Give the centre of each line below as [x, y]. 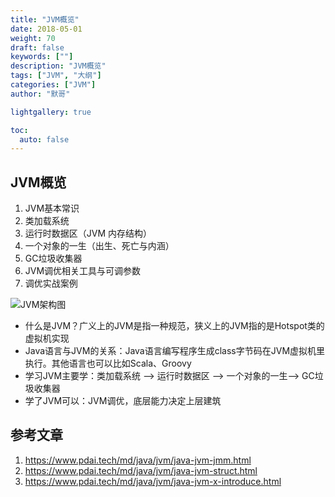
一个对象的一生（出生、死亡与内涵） [99, 246]
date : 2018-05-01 [46, 29]
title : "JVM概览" [45, 19]
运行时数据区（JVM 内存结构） [88, 233]
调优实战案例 [51, 283]
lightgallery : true [51, 112]
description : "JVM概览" [58, 66]
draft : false [37, 47]
